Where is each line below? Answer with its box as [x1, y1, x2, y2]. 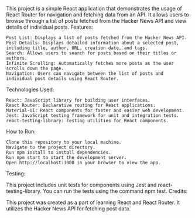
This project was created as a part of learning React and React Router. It [6, 199, 180, 206]
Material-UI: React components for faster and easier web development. [6, 108, 184, 113]
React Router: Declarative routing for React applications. [6, 102, 156, 108]
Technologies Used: [6, 86, 54, 93]
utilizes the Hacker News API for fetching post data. [6, 205, 131, 212]
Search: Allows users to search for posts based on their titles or [6, 50, 177, 56]
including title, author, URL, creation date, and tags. [6, 45, 148, 51]
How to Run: [6, 128, 36, 135]
